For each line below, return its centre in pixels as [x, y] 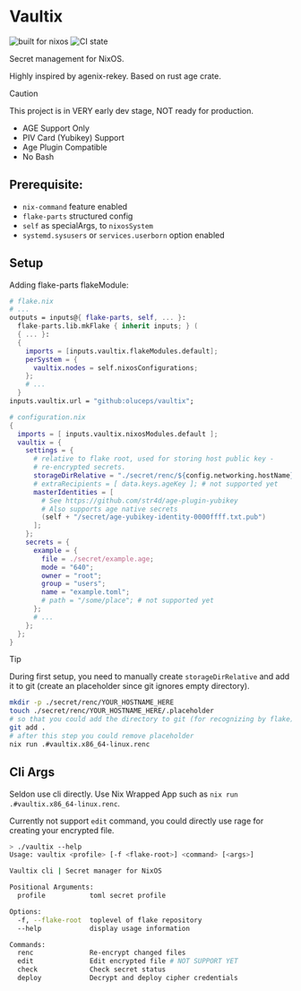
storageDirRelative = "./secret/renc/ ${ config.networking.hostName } [163, 476]
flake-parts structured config [77, 216]
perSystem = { [52, 359]
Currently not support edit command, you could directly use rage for [137, 821]
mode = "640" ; [68, 567]
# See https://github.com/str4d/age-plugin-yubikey [140, 500]
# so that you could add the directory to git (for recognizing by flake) [152, 720]
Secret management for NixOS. [67, 58]
